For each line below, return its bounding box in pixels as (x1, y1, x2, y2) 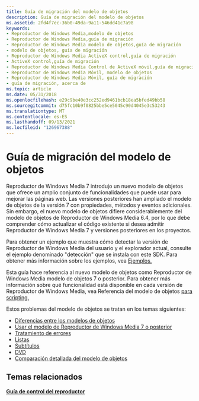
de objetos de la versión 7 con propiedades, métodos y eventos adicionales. (6, 201, 192, 209)
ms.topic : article (6, 86, 52, 92)
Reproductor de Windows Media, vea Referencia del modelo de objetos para (6, 288, 192, 295)
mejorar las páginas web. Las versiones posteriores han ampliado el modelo (6, 195, 192, 202)
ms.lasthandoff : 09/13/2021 (6, 119, 76, 125)
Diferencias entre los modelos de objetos (14, 317, 115, 324)
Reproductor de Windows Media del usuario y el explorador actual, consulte (6, 244, 191, 251)
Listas (14, 336, 30, 343)
